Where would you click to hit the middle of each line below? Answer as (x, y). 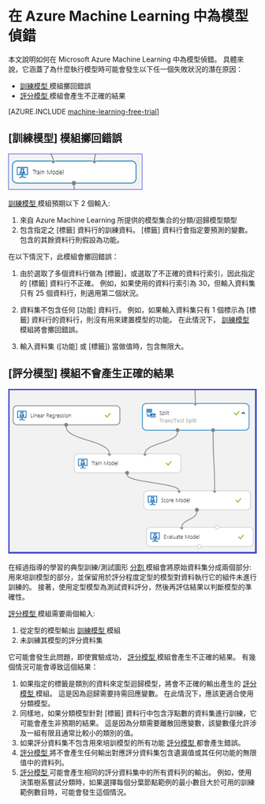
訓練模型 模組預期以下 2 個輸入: (59, 203)
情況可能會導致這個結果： (56, 667)
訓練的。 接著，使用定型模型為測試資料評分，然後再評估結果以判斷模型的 (127, 587)
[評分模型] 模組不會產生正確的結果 (91, 374)
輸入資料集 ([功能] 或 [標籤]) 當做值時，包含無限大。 (104, 346)
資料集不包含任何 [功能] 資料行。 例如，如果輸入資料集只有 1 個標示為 (132, 309)
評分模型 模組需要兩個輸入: (52, 613)
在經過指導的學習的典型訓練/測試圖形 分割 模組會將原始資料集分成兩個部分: (130, 567)
